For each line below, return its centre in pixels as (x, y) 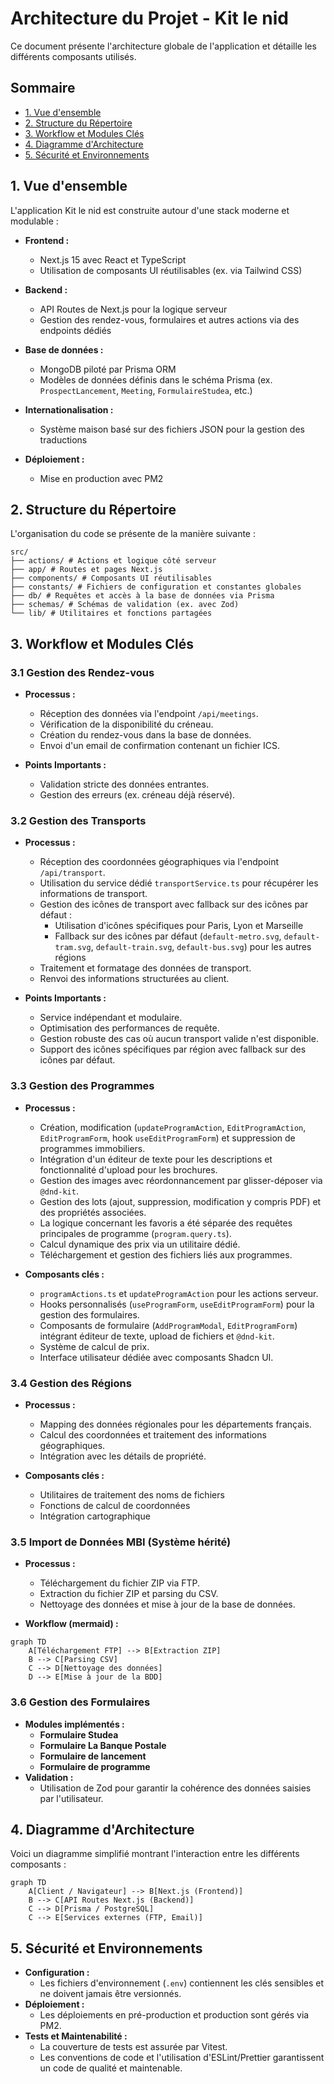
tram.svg (73, 948)
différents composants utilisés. (73, 56)
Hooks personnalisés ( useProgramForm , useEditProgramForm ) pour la (177, 1304)
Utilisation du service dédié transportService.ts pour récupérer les (179, 883)
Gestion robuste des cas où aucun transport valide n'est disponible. (179, 1039)
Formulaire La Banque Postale (103, 1745)
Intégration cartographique (95, 1516)
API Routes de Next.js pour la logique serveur (133, 309)
